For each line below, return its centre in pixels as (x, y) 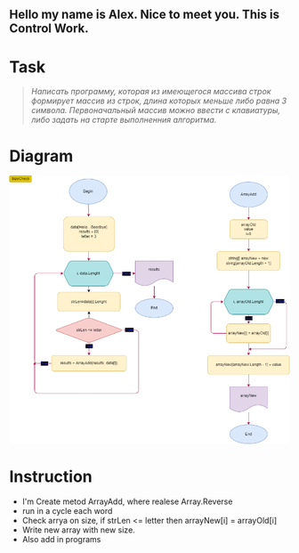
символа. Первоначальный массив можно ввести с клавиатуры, (156, 110)
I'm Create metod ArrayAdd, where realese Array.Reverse (127, 501)
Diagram (41, 156)
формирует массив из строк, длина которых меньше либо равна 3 (159, 101)
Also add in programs (61, 539)
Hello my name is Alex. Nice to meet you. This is (145, 15)
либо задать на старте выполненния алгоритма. (124, 120)
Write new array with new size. (78, 530)
